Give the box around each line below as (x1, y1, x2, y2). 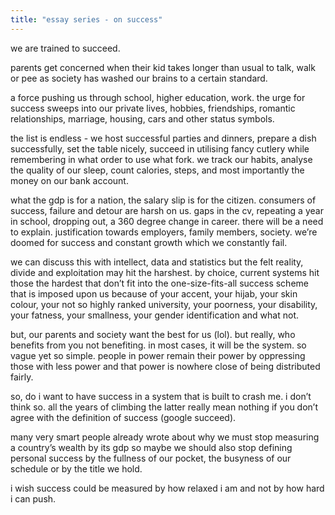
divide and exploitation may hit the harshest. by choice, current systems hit (10, 266, 320, 278)
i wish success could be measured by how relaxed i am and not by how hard (10, 482, 325, 494)
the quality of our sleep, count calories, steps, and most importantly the (10, 164, 305, 176)
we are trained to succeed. (10, 42, 121, 54)
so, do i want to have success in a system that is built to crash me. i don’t (10, 390, 312, 402)
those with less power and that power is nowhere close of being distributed (10, 360, 321, 372)
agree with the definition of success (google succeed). (10, 411, 237, 423)
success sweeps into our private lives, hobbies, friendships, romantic (10, 102, 296, 114)
